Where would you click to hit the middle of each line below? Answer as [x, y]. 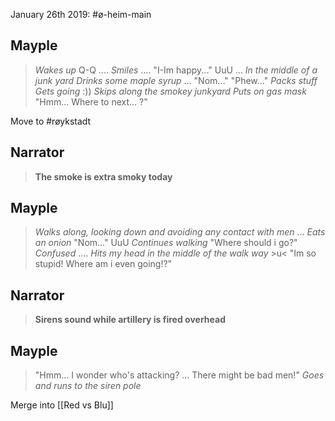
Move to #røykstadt [51, 121]
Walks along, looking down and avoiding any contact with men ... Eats [180, 232]
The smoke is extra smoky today [103, 176]
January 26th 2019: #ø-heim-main [81, 14]
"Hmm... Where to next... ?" [91, 101]
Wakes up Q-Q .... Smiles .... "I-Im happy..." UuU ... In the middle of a [176, 70]
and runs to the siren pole [88, 386]
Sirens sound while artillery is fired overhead [130, 320]
